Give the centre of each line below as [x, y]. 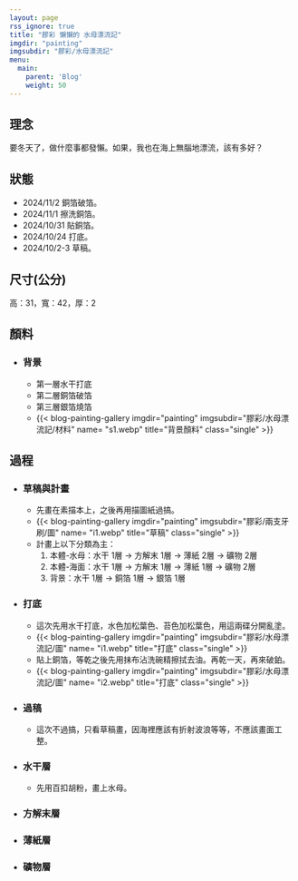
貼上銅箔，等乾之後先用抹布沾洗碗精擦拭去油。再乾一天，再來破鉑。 [163, 660]
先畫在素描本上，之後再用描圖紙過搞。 [107, 510]
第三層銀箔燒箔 [64, 406]
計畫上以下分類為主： [76, 544]
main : [28, 69]
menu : [19, 60]
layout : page [34, 18]
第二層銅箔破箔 [64, 395]
